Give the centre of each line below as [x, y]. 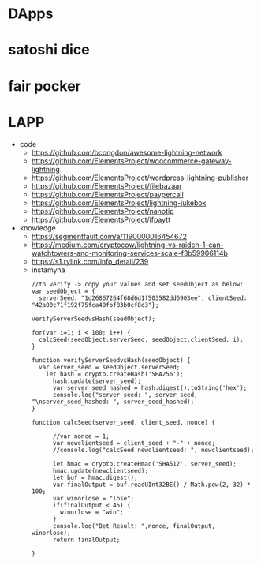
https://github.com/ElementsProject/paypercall [107, 194]
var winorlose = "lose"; [93, 498]
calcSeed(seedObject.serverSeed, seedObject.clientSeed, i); [141, 339]
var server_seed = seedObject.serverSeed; [109, 367]
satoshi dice [49, 50]
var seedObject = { [63, 291]
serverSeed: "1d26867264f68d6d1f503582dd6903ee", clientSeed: [143, 298]
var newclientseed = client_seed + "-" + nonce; [134, 443]
